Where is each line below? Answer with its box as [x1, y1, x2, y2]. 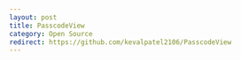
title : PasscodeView [9, 21, 86, 30]
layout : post [9, 12, 58, 22]
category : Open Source [9, 29, 93, 38]
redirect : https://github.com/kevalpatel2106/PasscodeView [9, 37, 232, 47]
